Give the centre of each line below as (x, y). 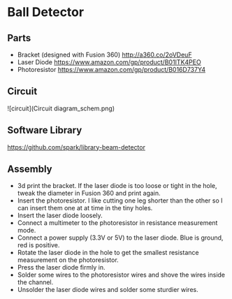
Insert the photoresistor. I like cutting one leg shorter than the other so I (120, 200)
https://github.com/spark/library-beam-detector (76, 147)
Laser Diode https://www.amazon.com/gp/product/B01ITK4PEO (109, 62)
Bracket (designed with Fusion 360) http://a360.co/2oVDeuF (104, 54)
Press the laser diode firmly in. (61, 268)
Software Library (45, 130)
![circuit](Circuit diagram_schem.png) (61, 108)
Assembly (30, 169)
